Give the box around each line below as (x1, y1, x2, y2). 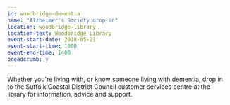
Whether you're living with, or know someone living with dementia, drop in (7, 75, 224, 83)
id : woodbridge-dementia (7, 10, 80, 17)
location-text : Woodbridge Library (7, 29, 112, 37)
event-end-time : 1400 (7, 50, 71, 57)
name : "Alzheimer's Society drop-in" (7, 17, 119, 24)
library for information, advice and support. (7, 90, 133, 98)
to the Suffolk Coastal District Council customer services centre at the (7, 82, 210, 91)
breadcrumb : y (7, 56, 49, 63)
